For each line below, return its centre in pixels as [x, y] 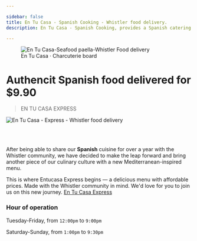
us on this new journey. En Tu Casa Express [59, 192]
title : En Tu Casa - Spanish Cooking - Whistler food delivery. [87, 22]
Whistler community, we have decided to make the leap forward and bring [96, 156]
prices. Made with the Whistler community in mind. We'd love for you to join [98, 186]
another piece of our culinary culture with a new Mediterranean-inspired [94, 162]
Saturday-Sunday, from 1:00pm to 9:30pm [55, 232]
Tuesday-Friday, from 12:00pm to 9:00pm [54, 220]
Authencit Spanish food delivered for [98, 80]
